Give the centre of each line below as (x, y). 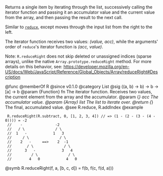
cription (13, 77)
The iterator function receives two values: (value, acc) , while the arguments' (81, 42)
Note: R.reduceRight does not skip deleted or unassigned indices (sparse (78, 56)
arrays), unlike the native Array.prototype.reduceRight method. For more (78, 61)
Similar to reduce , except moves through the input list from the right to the (79, 27)
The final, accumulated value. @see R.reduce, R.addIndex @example (74, 107)
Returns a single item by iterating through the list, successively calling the (79, 7)
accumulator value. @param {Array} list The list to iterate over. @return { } (79, 102)
